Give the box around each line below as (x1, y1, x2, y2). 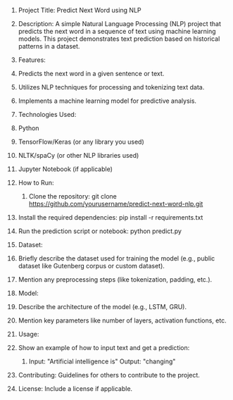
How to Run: (18, 179, 55, 187)
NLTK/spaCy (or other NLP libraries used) (18, 151, 139, 159)
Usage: (18, 330, 39, 338)
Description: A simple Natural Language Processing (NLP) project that (18, 20, 221, 27)
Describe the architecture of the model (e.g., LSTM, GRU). (18, 303, 187, 311)
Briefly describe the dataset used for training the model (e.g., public (18, 254, 215, 263)
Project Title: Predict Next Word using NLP (18, 6, 141, 14)
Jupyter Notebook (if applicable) (18, 165, 113, 173)
